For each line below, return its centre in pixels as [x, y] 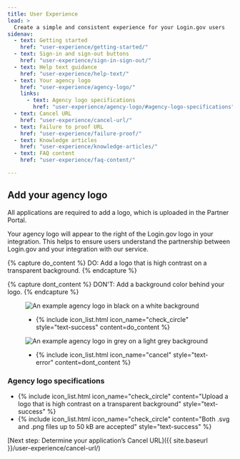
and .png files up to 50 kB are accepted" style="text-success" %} [115, 426]
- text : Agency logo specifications [81, 101]
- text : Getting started [51, 41]
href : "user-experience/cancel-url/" [76, 120]
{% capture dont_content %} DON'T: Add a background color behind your [116, 284]
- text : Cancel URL [43, 114]
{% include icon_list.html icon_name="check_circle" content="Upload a [123, 396]
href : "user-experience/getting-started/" [84, 47]
